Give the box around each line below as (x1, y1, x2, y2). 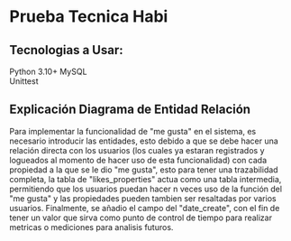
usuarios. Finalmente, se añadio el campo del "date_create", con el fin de (9, 202, 280, 213)
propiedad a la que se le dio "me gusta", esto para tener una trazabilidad (9, 164, 278, 175)
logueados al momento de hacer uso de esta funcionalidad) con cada (9, 154, 268, 165)
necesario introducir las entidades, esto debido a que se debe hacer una (9, 135, 279, 146)
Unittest (9, 76, 39, 87)
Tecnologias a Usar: (9, 42, 123, 58)
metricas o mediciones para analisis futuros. (9, 221, 174, 232)
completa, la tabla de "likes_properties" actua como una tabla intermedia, (9, 173, 282, 184)
